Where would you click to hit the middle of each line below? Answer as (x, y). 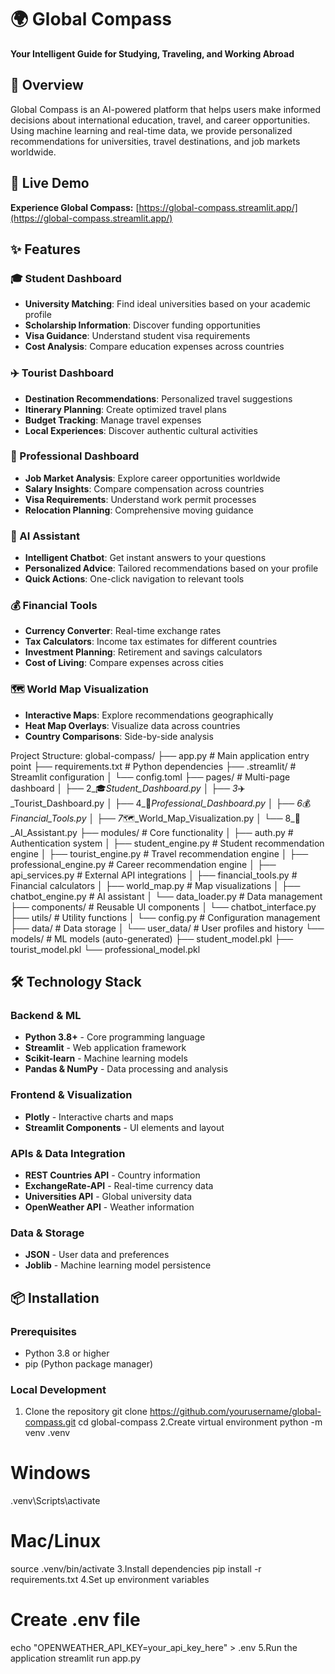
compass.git (50, 1422)
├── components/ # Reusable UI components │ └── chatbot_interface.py (163, 907)
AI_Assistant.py (44, 832)
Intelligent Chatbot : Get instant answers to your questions (145, 558)
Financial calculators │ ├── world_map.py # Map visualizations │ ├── (155, 885)
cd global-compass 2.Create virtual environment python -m (200, 1422)
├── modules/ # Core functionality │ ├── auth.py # (186, 832)
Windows (50, 1473)
